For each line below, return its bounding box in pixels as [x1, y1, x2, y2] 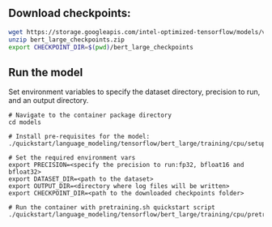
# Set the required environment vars [8, 154, 136, 162]
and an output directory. [8, 96, 89, 105]
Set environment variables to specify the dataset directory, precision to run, [8, 87, 261, 96]
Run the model [8, 65, 83, 79]
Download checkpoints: [8, 6, 131, 20]
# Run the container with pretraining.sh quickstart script [8, 203, 216, 212]
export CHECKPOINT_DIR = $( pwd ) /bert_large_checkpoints [8, 43, 194, 51]
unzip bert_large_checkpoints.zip [8, 36, 125, 44]
